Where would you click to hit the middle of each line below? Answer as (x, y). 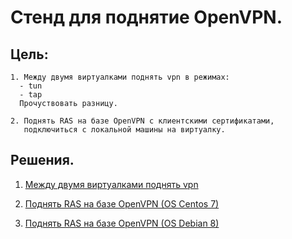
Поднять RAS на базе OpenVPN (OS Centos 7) (122, 203)
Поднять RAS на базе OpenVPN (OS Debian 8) (122, 223)
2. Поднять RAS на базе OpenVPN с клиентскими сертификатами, (142, 121)
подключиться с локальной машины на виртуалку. (124, 130)
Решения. (42, 160)
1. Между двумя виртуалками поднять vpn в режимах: (120, 77)
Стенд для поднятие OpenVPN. (146, 17)
